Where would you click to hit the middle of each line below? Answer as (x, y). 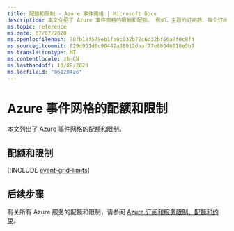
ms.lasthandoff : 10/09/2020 (48, 65)
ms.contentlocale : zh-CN (43, 59)
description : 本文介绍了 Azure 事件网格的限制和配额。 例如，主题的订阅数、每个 (112, 20)
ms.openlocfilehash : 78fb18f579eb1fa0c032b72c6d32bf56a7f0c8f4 (101, 40)
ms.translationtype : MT (42, 53)
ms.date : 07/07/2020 (37, 33)
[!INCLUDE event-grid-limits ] (48, 170)
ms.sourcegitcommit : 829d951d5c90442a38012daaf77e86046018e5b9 (101, 46)
